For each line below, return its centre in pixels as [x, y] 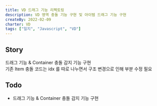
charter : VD [18, 24]
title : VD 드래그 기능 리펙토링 [35, 10]
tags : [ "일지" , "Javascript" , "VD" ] [43, 29]
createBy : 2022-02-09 [28, 19]
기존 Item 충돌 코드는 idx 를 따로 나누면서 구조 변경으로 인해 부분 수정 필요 [79, 69]
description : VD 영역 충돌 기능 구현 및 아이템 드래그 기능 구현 [66, 15]
